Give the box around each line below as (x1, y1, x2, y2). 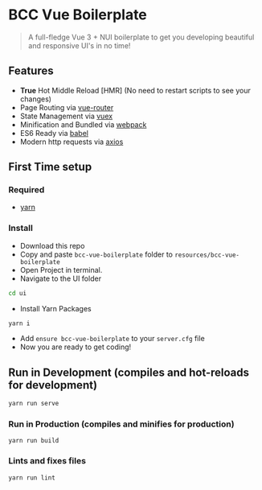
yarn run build (8, 437, 59, 445)
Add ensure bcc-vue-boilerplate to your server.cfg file (19, 334, 205, 344)
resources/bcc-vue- (174, 251, 239, 259)
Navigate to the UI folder (19, 274, 102, 283)
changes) (19, 94, 52, 104)
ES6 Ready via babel (19, 128, 88, 138)
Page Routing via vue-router (19, 102, 114, 112)
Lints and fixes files (8, 455, 87, 467)
